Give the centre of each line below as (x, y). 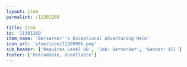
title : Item (21, 28)
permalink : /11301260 (33, 17)
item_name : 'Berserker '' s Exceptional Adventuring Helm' (78, 39)
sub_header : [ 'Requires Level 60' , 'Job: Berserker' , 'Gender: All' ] (94, 50)
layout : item (22, 11)
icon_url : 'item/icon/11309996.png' (51, 44)
